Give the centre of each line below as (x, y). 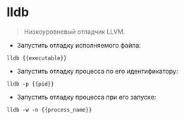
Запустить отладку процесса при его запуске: (86, 97)
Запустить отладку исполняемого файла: (79, 45)
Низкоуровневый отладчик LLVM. (74, 32)
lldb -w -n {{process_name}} (49, 109)
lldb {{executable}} (37, 58)
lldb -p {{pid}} (30, 84)
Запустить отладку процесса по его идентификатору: (97, 71)
